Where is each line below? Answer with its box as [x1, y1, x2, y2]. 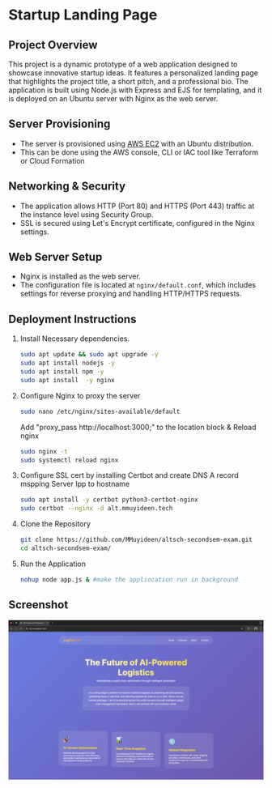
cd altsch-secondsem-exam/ [19, 544, 112, 552]
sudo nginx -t [19, 447, 68, 455]
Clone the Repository [19, 519, 91, 529]
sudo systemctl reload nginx [19, 456, 119, 464]
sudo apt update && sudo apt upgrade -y [19, 351, 159, 359]
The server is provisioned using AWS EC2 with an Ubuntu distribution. [19, 138, 253, 148]
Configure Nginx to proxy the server [19, 390, 141, 400]
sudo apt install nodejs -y [19, 359, 115, 368]
